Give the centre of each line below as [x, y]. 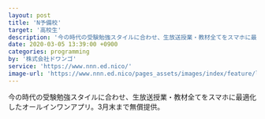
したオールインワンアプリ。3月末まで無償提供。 [86, 106]
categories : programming [49, 52]
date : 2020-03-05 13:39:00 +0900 [63, 45]
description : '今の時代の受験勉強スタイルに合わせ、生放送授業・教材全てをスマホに [130, 37]
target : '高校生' [35, 30]
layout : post [30, 15]
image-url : [26, 74]
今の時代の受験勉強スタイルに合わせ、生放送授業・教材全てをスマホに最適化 [132, 97]
